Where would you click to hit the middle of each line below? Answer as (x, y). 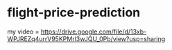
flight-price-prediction (74, 13)
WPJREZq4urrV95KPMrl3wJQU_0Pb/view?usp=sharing (86, 38)
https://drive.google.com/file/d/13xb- (94, 32)
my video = (23, 32)
